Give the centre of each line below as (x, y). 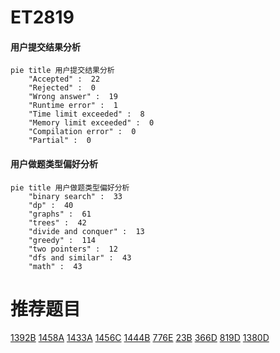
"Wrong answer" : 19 (73, 97)
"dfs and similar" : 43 (80, 257)
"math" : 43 (55, 266)
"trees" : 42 (57, 222)
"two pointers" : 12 (73, 249)
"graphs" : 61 (60, 214)
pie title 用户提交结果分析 (62, 71)
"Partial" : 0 (60, 141)
